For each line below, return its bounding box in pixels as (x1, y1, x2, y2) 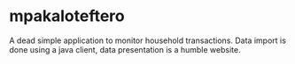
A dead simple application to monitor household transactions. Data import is (9, 35, 286, 46)
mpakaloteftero (9, 6, 126, 26)
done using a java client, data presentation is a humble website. (9, 44, 241, 54)
